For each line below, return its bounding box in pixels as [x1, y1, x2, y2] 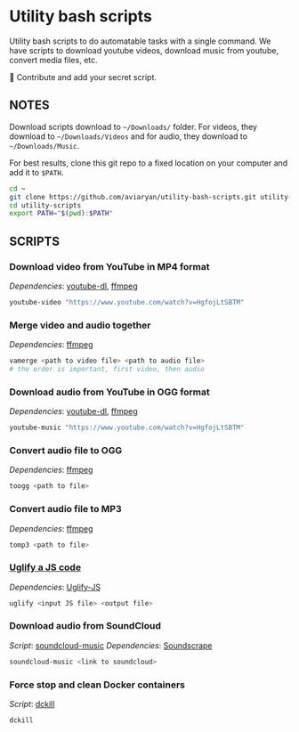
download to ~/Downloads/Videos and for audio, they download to [9, 131, 247, 142]
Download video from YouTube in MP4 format [9, 260, 210, 272]
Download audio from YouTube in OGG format [9, 386, 211, 398]
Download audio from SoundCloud [9, 620, 162, 632]
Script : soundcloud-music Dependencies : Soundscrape [9, 639, 213, 651]
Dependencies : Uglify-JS [9, 582, 101, 592]
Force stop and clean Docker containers [9, 679, 185, 691]
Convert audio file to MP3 [9, 503, 122, 516]
